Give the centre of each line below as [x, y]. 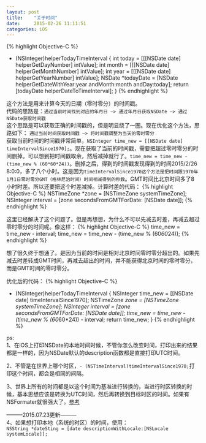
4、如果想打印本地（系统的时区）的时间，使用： [67, 423]
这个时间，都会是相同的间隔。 [49, 374]
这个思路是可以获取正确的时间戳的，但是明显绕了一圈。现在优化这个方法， [100, 126]
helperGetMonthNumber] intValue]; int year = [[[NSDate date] [93, 72]
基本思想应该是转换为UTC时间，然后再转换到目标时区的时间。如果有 [103, 394]
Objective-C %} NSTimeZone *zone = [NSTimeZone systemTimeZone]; [97, 194]
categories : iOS [27, 29]
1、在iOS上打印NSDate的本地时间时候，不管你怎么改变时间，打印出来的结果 [102, 345]
